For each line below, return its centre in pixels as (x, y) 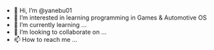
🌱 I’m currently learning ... (50, 25)
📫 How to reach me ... (45, 40)
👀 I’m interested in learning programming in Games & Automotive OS (110, 18)
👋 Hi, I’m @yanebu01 (43, 10)
